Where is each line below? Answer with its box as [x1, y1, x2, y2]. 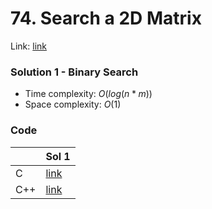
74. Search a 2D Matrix [10, 7, 202, 30]
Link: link [10, 40, 47, 52]
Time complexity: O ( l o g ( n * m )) [24, 88, 153, 100]
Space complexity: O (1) [24, 98, 122, 111]
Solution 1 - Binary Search [10, 65, 139, 79]
